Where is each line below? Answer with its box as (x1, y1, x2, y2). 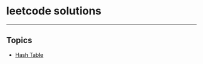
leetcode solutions (6, 4, 101, 18)
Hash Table (14, 51, 43, 58)
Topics (6, 35, 33, 45)
